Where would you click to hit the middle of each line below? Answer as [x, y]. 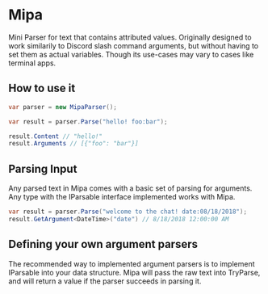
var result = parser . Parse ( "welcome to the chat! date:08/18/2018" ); [128, 212]
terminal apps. [32, 63]
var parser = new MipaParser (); [63, 107]
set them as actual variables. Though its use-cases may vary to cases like [131, 54]
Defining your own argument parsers [103, 244]
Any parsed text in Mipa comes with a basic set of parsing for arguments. [130, 188]
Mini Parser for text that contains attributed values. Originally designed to [130, 37]
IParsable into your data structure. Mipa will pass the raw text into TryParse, [134, 272]
